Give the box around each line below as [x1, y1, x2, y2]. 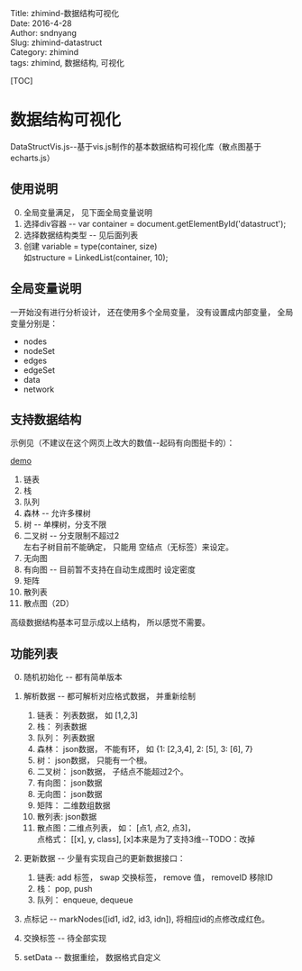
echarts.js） [10, 152, 55, 163]
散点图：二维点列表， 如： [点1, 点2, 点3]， [36, 822, 197, 833]
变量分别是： [10, 318, 58, 329]
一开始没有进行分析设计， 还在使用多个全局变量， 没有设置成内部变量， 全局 [10, 306, 294, 317]
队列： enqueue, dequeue [36, 894, 133, 905]
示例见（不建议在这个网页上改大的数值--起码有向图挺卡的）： [10, 438, 235, 449]
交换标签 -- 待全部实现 [23, 933, 107, 944]
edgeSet [23, 364, 56, 376]
